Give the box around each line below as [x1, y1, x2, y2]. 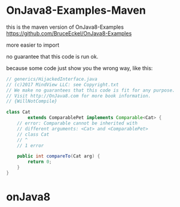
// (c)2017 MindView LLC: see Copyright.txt [6, 81, 119, 87]
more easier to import [6, 41, 60, 48]
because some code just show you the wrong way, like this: [6, 64, 153, 72]
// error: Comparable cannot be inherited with [17, 120, 138, 126]
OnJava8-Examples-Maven [6, 4, 147, 17]
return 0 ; [28, 159, 52, 165]
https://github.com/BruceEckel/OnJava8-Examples [6, 29, 132, 36]
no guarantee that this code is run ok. [6, 53, 99, 60]
